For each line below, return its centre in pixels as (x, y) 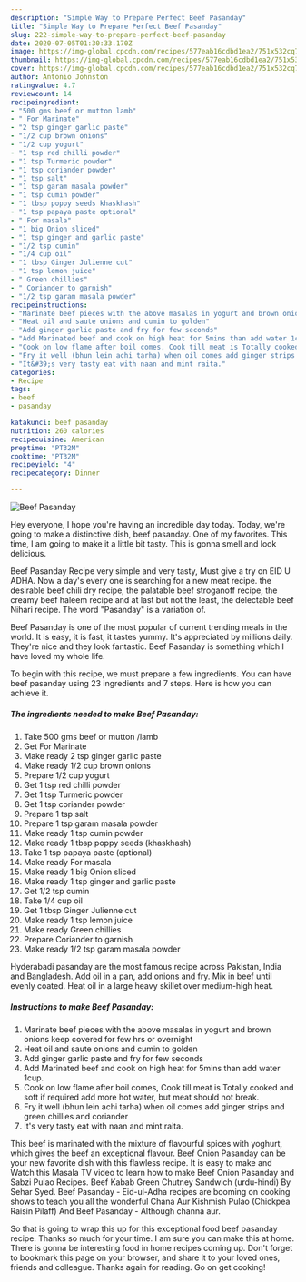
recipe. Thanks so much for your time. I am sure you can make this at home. (153, 1238)
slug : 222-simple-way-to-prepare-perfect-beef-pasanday (118, 35)
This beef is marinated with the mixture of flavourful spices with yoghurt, (147, 1143)
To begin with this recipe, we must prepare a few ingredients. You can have (151, 674)
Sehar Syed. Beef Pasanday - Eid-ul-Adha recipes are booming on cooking (150, 1191)
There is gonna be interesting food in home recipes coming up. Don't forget (152, 1247)
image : (23, 52)
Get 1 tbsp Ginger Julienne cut (80, 910)
